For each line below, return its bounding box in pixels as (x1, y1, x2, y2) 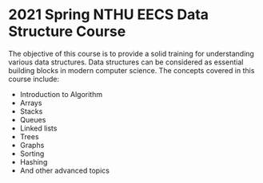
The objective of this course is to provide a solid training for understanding (8, 49, 254, 58)
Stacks (19, 106, 43, 116)
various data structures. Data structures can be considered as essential (8, 57, 244, 67)
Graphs (19, 140, 45, 150)
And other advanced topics (19, 165, 110, 175)
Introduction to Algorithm (19, 89, 102, 99)
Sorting (19, 149, 45, 158)
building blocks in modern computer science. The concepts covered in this (8, 65, 255, 75)
